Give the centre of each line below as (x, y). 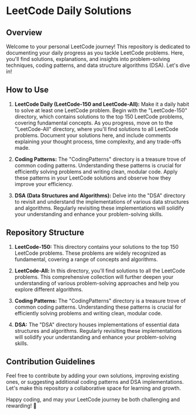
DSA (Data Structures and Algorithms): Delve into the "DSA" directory (100, 195)
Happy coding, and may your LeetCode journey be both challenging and (93, 400)
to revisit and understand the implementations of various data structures (102, 201)
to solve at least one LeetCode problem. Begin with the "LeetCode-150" (101, 110)
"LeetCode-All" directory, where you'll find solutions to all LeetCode (96, 129)
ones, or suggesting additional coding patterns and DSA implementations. (95, 382)
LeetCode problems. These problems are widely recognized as (90, 253)
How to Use (27, 90)
